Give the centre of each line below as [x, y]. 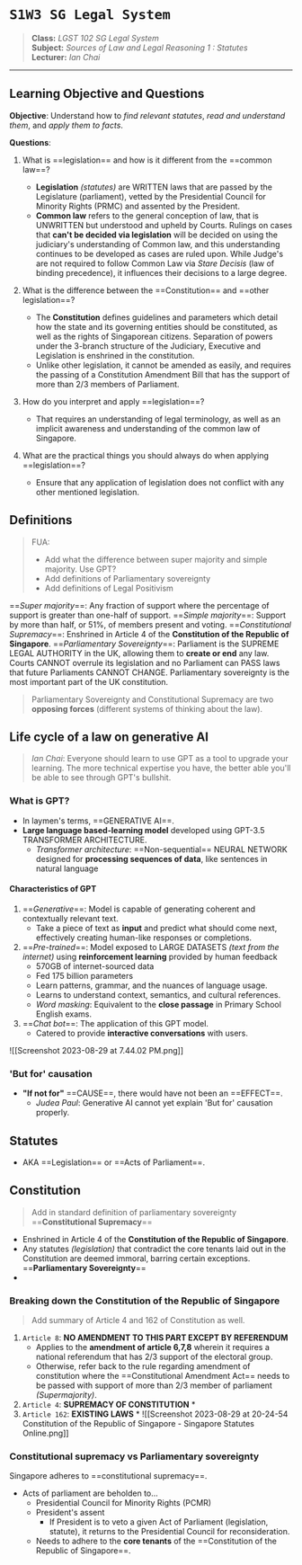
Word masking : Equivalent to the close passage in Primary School [158, 1004]
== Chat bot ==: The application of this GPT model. [115, 1023]
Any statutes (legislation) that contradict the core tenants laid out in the [154, 1249]
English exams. [64, 1014]
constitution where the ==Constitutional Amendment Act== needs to [163, 1376]
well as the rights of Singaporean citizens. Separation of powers [154, 336]
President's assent [70, 1513]
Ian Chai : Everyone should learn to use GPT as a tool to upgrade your [160, 759]
